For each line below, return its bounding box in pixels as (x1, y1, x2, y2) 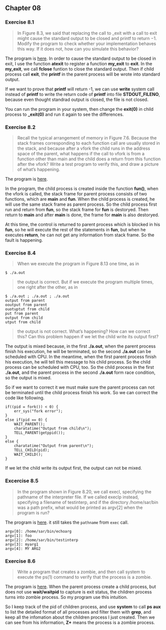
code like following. (5, 395, 45, 401)
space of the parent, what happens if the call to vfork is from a (17, 150, 145, 156)
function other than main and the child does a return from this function (17, 156, 161, 162)
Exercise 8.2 (5, 124, 36, 131)
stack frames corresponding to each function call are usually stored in (17, 140, 161, 146)
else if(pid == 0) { (5, 417, 48, 422)
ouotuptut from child (5, 307, 50, 312)
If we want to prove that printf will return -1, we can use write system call (5, 86, 155, 92)
